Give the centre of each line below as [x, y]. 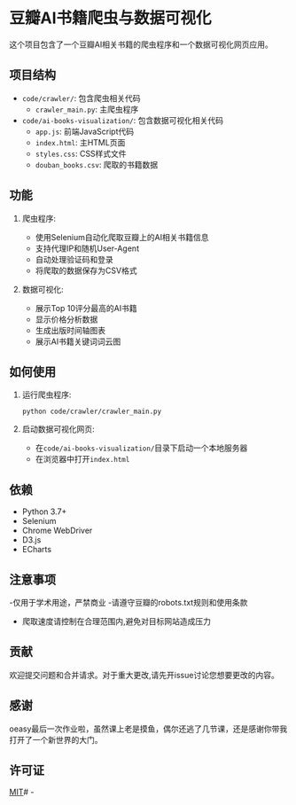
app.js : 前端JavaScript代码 [85, 131]
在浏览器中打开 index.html [82, 459]
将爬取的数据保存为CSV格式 [86, 270]
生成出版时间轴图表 [70, 330]
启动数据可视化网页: [58, 429]
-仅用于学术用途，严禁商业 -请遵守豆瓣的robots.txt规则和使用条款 [129, 602]
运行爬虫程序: [47, 395]
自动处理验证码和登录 [74, 259]
